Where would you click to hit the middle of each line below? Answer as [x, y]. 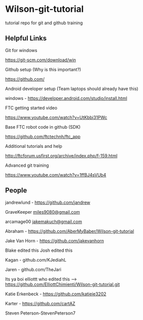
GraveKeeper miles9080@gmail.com [43, 212]
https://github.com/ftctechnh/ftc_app [43, 137]
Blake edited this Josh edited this [39, 250]
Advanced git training [27, 165]
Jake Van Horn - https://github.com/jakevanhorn [55, 240]
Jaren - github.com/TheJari [33, 269]
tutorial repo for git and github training [44, 23]
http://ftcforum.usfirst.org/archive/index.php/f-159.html [61, 156]
